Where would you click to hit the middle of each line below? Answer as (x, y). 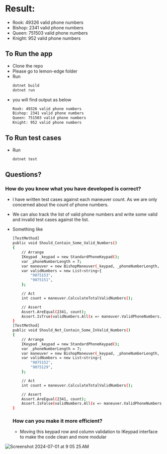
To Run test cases (33, 138)
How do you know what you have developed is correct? (73, 189)
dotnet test (25, 159)
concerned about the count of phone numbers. (60, 205)
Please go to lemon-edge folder (45, 71)
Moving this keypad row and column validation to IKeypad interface (89, 432)
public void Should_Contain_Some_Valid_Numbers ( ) (65, 243)
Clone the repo (28, 66)
